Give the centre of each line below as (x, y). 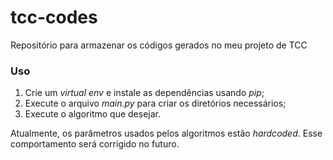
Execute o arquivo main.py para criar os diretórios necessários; (155, 103)
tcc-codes (54, 17)
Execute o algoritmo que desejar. (92, 114)
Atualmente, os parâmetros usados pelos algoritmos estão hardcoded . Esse (166, 133)
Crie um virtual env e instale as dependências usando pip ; (144, 93)
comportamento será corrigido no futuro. (95, 144)
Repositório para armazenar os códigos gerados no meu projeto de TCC (159, 45)
